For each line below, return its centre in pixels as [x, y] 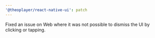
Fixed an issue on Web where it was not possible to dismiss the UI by [77, 24]
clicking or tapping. [25, 30]
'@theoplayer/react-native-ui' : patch [46, 10]
